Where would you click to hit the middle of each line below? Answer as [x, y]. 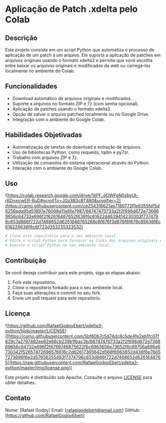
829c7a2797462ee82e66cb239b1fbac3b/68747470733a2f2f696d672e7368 [83, 341]
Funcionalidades [31, 86]
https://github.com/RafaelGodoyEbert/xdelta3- [56, 325]
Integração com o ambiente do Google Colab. [59, 119]
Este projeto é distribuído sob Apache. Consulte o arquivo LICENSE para [79, 377]
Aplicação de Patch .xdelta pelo [71, 9]
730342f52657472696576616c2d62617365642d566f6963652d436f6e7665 [83, 352]
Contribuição [26, 261]
